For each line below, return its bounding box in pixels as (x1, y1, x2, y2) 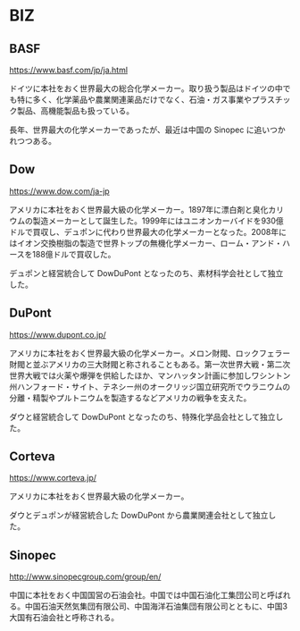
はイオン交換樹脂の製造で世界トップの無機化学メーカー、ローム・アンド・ (9, 238, 283, 248)
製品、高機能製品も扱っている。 (16, 105, 135, 116)
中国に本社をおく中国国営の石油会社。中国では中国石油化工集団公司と (9, 590, 268, 601)
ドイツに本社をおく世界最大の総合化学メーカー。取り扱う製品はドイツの (9, 83, 275, 94)
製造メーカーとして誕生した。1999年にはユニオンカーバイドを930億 (32, 215, 284, 226)
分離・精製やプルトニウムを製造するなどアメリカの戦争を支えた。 (9, 392, 252, 403)
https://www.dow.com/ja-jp (9, 185, 110, 197)
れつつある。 (9, 136, 56, 146)
